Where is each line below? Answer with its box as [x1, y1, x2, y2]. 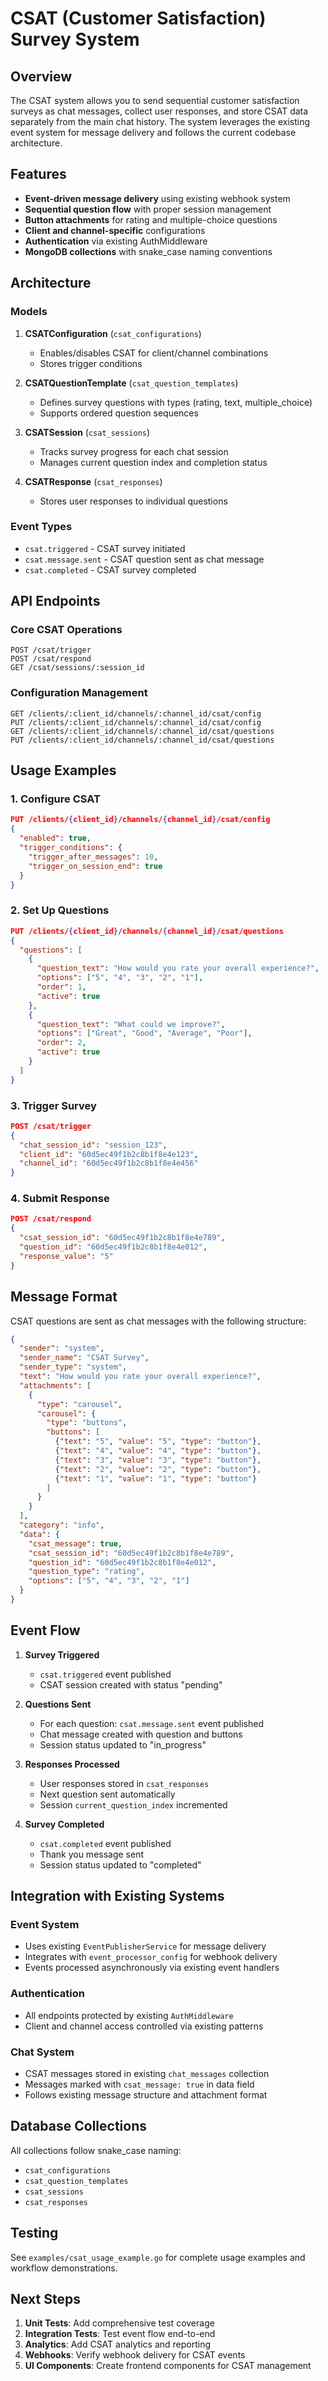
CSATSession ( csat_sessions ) [24, 426, 151, 438]
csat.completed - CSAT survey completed [24, 563, 197, 576]
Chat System [10, 2045, 75, 2059]
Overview [10, 68, 73, 85]
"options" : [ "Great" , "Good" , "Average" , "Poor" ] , [36, 1028, 253, 1039]
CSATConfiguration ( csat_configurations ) [24, 327, 202, 339]
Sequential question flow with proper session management [24, 203, 272, 215]
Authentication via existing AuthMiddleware [24, 235, 208, 247]
